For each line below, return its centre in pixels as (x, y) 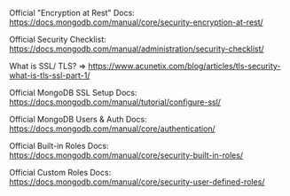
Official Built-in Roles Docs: (59, 146)
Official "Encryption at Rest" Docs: (72, 13)
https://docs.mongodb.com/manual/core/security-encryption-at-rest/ (136, 22)
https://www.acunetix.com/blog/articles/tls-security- (184, 66)
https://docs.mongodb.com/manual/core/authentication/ (112, 129)
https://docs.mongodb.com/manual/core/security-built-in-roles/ (126, 155)
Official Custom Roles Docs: (60, 172)
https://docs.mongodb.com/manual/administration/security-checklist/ (137, 49)
